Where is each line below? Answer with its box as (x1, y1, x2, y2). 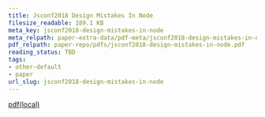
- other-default (8, 63, 62, 71)
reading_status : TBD (8, 48, 77, 56)
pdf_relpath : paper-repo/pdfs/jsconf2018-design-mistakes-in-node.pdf (8, 41, 245, 49)
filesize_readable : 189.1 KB (8, 19, 104, 27)
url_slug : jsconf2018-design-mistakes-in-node (8, 77, 164, 85)
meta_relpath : (8, 33, 55, 42)
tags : (8, 56, 26, 64)
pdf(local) (8, 100, 40, 109)
